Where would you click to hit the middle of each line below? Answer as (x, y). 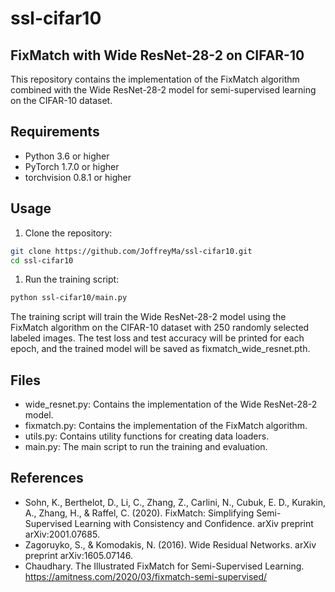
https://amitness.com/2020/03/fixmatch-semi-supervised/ (146, 576)
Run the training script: (72, 279)
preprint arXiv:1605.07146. (78, 555)
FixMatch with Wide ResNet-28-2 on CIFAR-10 (157, 55)
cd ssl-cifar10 (42, 260)
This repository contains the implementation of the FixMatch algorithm (155, 79)
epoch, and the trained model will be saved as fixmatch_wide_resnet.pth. (160, 349)
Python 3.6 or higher (67, 156)
